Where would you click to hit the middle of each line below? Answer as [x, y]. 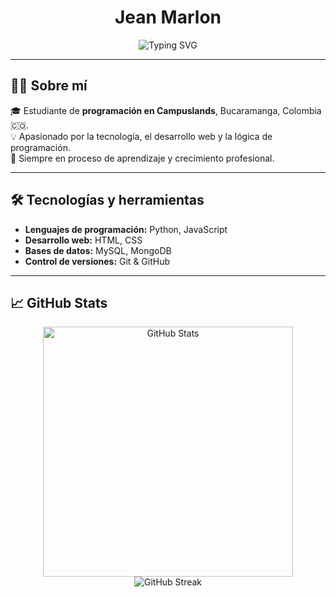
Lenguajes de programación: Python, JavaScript [126, 229]
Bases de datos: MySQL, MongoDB [98, 250]
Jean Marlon [168, 17]
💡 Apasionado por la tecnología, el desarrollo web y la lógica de [141, 136]
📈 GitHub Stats [59, 302]
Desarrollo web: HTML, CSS [83, 240]
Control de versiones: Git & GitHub [97, 261]
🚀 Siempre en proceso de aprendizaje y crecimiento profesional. [142, 158]
